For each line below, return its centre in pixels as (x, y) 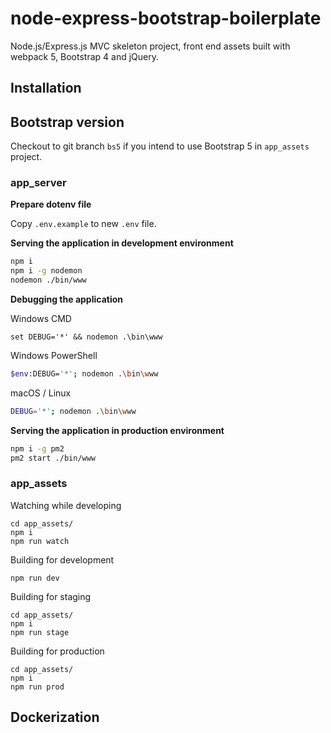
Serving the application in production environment (117, 430)
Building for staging (51, 596)
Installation (46, 88)
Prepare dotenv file (51, 204)
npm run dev (35, 578)
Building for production (57, 651)
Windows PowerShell (54, 356)
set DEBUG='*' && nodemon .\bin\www (86, 337)
